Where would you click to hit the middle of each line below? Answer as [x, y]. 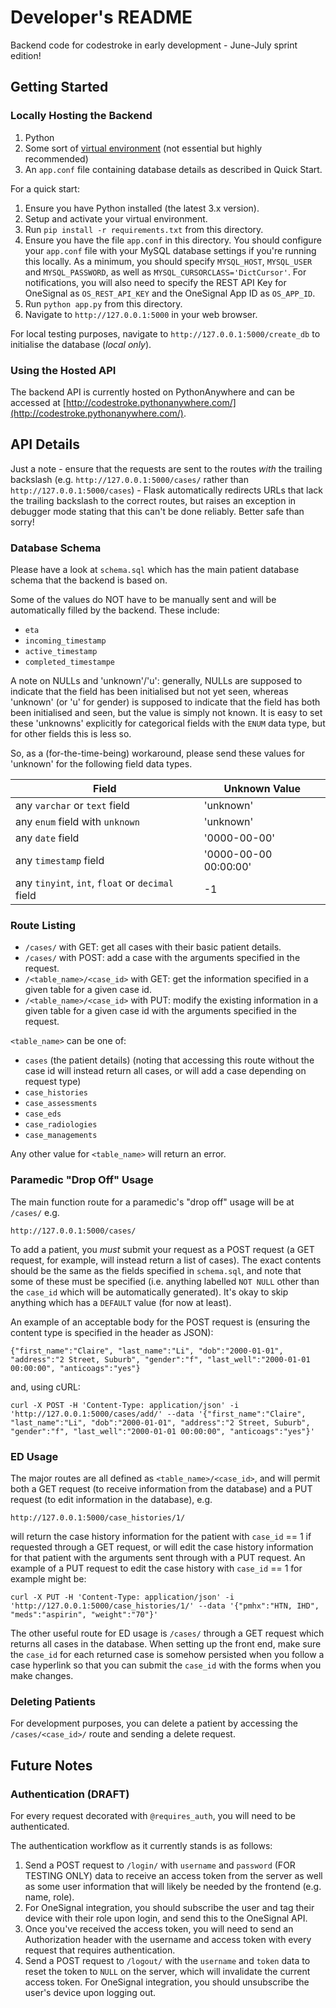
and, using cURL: [45, 1387]
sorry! [22, 522]
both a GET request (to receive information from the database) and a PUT [161, 1488]
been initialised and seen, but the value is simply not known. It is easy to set [166, 713]
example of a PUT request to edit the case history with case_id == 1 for [156, 1568]
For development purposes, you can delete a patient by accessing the [154, 1723]
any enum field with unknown [77, 822]
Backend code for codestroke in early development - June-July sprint [154, 45]
